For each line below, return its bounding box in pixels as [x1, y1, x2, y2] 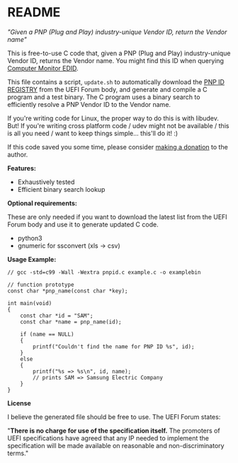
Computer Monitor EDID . [7, 64, 79, 72]
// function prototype [7, 281, 74, 288]
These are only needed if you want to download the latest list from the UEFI [7, 212, 228, 221]
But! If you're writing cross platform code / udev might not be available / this [7, 121, 229, 130]
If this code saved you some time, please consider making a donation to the [7, 142, 228, 151]
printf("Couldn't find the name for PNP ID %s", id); [33, 343, 195, 350]
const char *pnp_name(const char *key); [7, 287, 129, 295]
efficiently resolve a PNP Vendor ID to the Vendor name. [7, 100, 171, 108]
